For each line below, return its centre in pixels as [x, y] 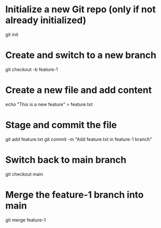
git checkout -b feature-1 [32, 69]
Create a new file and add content [79, 90]
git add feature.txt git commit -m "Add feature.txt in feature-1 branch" [79, 139]
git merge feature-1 [26, 220]
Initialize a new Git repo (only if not [80, 9]
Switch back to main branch [66, 160]
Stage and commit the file [61, 125]
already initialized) [46, 20]
